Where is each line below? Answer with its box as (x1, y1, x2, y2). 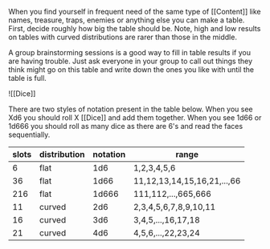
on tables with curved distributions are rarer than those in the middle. (8, 32, 237, 42)
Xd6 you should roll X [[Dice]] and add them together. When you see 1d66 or (8, 113, 262, 122)
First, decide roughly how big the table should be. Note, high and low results (8, 24, 261, 33)
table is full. (8, 74, 47, 82)
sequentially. (8, 130, 51, 139)
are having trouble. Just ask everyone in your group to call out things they (8, 56, 253, 66)
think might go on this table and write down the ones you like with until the (8, 65, 255, 74)
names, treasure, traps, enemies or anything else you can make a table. (8, 15, 245, 25)
